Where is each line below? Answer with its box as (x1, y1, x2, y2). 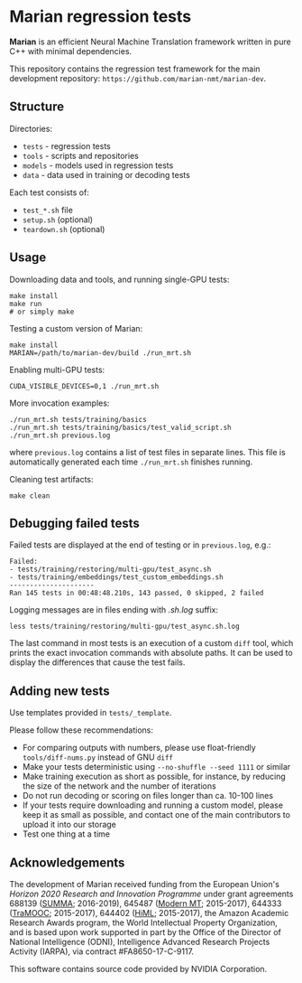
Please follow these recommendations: (9, 725, 154, 735)
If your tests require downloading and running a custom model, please (22, 800, 284, 810)
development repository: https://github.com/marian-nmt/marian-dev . (9, 72, 267, 83)
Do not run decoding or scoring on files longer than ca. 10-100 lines (22, 791, 273, 801)
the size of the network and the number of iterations (22, 781, 216, 791)
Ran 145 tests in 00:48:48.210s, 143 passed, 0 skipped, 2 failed (9, 589, 264, 598)
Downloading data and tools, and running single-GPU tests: (9, 274, 230, 285)
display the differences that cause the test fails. (9, 657, 186, 668)
